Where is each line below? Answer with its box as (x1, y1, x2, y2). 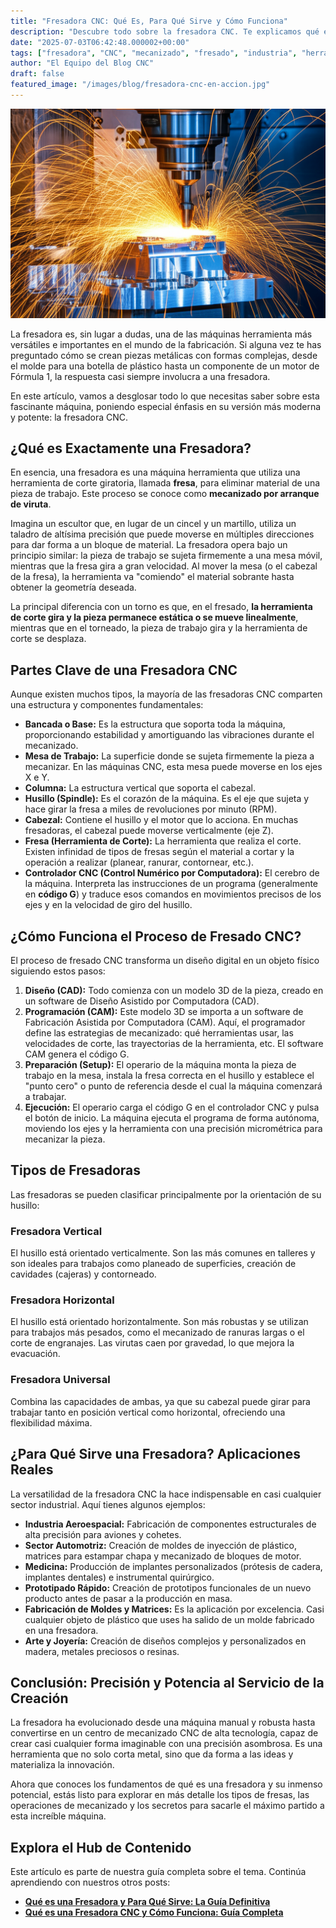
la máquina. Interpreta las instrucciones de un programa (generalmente (24, 878, 319, 890)
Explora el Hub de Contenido (10, 1839, 192, 1856)
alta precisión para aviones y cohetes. (24, 1528, 182, 1540)
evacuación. (10, 1348, 61, 1360)
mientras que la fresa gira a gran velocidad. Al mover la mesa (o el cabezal (10, 560, 318, 572)
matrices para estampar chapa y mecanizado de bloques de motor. (24, 1550, 302, 1562)
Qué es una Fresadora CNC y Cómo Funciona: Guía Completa (24, 1906, 284, 1919)
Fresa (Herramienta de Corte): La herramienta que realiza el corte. (24, 835, 302, 847)
